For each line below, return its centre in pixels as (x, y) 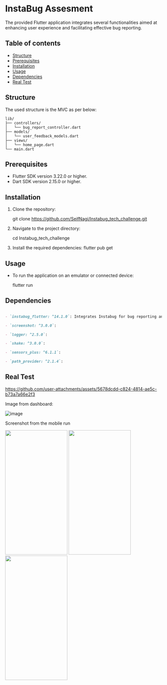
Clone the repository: (34, 209)
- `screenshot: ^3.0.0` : (31, 326)
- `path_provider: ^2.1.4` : (34, 361)
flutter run (23, 285)
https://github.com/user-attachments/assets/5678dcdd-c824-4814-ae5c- (81, 389)
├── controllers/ (23, 123)
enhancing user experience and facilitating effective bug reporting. (74, 27)
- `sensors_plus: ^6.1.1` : (33, 352)
